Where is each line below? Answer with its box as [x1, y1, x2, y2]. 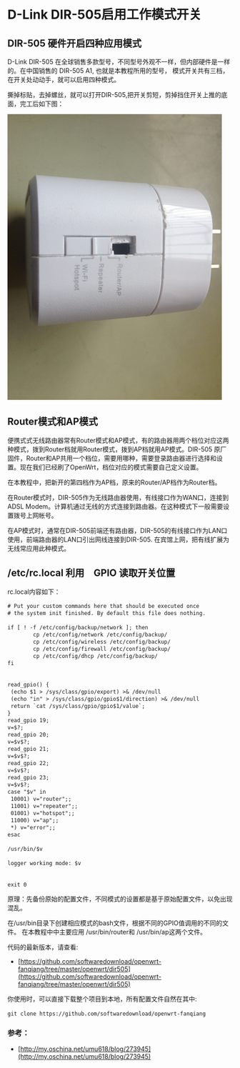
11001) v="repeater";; [10, 802, 79, 809]
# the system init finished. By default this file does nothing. [7, 609, 206, 617]
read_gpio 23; [7, 774, 50, 781]
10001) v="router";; [10, 795, 72, 802]
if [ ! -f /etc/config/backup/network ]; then [7, 624, 149, 631]
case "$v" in [7, 788, 46, 795]
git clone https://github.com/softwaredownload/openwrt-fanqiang [7, 1010, 206, 1017]
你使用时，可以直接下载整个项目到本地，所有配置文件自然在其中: [7, 994, 198, 1003]
